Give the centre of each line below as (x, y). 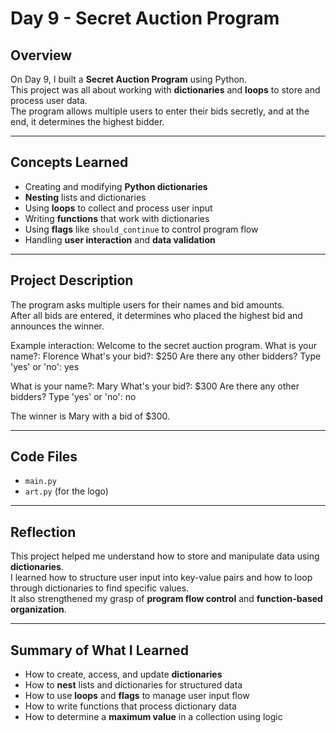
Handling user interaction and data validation (120, 239)
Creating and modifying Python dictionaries (116, 186)
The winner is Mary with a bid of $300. (90, 416)
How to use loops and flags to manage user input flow (137, 696)
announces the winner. (57, 326)
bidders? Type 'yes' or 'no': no (73, 396)
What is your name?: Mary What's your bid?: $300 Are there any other (155, 386)
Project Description (72, 280)
